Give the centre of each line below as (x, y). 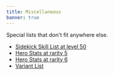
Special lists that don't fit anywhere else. (57, 34)
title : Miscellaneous (34, 12)
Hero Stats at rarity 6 (41, 59)
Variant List (29, 66)
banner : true (23, 18)
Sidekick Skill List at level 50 (51, 47)
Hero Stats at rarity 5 (41, 53)
